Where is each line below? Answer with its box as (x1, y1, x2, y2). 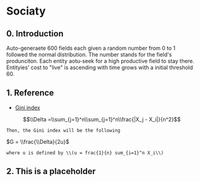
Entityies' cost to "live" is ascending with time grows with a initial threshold (6, 64, 193, 71)
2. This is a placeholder (6, 166, 96, 177)
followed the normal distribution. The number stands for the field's (6, 51, 172, 58)
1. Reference (6, 88, 55, 98)
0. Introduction (6, 29, 64, 39)
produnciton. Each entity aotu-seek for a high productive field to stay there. (6, 58, 195, 64)
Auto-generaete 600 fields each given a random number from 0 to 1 (6, 44, 176, 52)
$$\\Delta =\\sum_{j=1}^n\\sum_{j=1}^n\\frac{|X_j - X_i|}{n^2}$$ (22, 115, 181, 123)
